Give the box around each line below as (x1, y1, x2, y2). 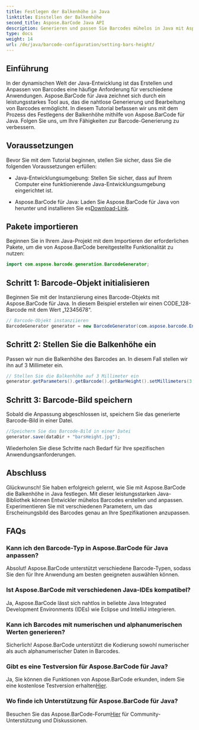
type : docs (6, 31, 33, 37)
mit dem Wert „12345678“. (28, 306, 92, 313)
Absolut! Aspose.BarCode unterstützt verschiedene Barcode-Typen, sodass (6, 565, 191, 572)
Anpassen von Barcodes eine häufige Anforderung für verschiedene (6, 85, 173, 92)
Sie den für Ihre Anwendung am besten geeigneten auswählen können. (6, 571, 179, 578)
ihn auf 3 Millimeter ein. (6, 361, 64, 369)
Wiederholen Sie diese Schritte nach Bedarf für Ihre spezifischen (6, 444, 165, 452)
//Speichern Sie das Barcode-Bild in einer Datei (6, 428, 131, 434)
